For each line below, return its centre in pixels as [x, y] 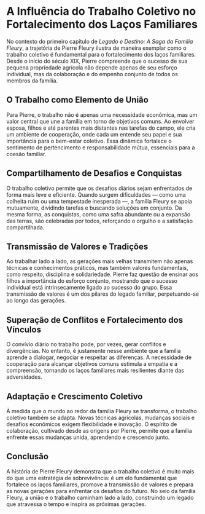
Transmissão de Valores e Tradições [77, 246]
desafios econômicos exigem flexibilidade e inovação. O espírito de [92, 424]
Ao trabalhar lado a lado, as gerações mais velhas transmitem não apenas [100, 261]
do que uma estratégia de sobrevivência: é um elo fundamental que [92, 478]
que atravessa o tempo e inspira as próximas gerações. [76, 504]
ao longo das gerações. [36, 301]
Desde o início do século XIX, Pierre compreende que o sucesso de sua [97, 61]
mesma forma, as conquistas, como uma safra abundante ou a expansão [99, 214]
